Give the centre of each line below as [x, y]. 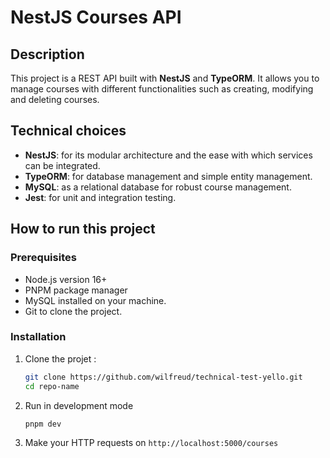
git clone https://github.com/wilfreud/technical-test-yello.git [163, 377]
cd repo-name [52, 386]
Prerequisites [43, 258]
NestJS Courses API [96, 17]
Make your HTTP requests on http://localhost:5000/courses [151, 443]
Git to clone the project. [73, 311]
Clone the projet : [60, 358]
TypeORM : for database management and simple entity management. [168, 176]
